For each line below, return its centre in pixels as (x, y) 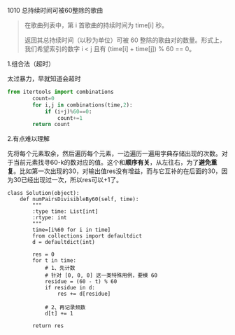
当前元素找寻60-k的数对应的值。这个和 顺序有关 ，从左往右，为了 (106, 163)
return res (48, 326)
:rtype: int (50, 218)
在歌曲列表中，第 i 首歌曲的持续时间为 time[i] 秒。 (96, 25)
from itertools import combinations (60, 92)
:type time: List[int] (65, 212)
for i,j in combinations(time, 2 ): (83, 105)
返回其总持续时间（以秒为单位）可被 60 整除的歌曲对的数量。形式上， (125, 40)
